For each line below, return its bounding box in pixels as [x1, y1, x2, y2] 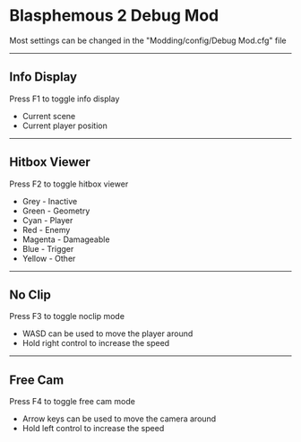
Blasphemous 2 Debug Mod [9, 5, 219, 26]
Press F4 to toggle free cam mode [9, 396, 136, 407]
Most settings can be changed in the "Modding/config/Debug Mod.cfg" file [9, 35, 287, 46]
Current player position [21, 120, 107, 131]
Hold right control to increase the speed [21, 338, 170, 349]
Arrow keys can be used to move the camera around [21, 413, 217, 424]
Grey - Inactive [21, 195, 78, 206]
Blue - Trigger [21, 243, 74, 254]
